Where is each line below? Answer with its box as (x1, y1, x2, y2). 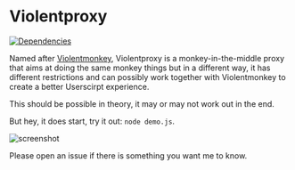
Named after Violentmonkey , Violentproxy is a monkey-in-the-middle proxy (9, 53, 285, 63)
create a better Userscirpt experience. (9, 81, 150, 92)
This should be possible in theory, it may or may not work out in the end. (9, 98, 275, 109)
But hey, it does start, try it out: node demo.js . (9, 116, 176, 126)
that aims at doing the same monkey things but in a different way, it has (9, 62, 271, 73)
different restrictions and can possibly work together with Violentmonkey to (9, 71, 287, 82)
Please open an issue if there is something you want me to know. (9, 150, 248, 161)
